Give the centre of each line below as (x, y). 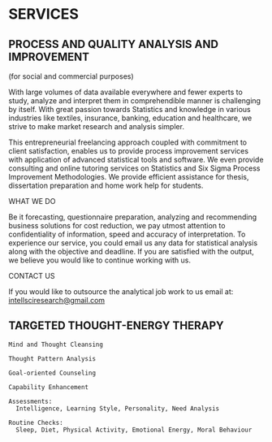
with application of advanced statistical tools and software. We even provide (136, 160)
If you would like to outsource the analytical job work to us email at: (121, 292)
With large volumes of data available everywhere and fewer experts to (126, 92)
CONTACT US (32, 276)
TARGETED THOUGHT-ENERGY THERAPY (117, 326)
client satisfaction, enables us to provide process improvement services (129, 151)
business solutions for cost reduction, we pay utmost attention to (117, 225)
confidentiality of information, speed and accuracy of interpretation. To (127, 234)
